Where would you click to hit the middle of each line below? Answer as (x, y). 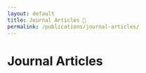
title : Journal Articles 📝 (47, 20)
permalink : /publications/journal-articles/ (73, 26)
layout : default (31, 14)
